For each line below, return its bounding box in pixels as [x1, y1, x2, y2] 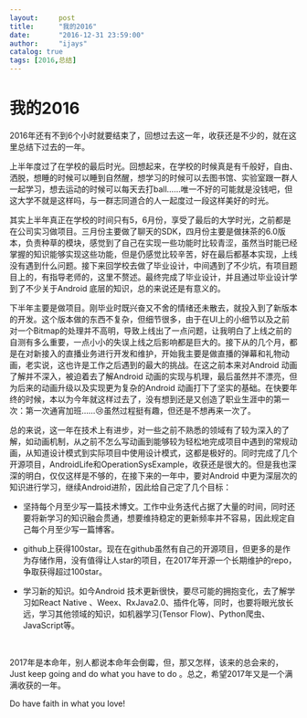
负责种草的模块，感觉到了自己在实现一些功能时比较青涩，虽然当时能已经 [25, 237, 298, 248]
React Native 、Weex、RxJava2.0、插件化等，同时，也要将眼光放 [38, 597, 286, 607]
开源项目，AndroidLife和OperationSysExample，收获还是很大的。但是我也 [9, 459, 289, 470]
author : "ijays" [9, 38, 89, 48]
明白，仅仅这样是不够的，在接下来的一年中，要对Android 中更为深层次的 [25, 470, 298, 480]
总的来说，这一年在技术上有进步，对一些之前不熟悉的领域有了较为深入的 [9, 424, 281, 435]
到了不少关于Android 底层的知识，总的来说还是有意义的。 [9, 282, 226, 293]
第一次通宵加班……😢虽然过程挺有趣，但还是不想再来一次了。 [25, 405, 256, 416]
